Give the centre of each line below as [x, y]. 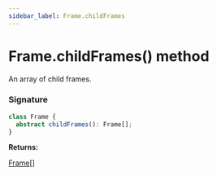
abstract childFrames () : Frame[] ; [74, 124]
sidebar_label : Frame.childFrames [67, 16]
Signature [28, 100]
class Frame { [33, 116]
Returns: [24, 147]
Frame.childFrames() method [109, 56]
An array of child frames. [50, 79]
